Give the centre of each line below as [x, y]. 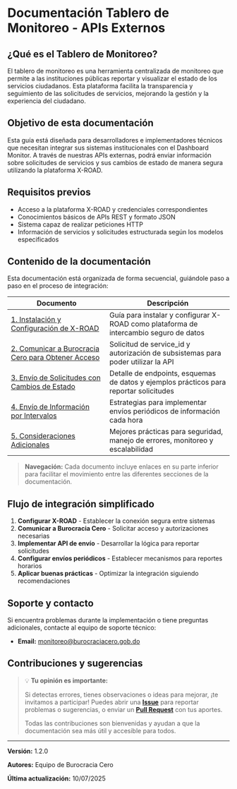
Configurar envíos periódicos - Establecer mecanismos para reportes [120, 558]
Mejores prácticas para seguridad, [166, 432]
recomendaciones [44, 581]
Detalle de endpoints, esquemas [163, 373]
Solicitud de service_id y [150, 344]
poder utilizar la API [141, 362]
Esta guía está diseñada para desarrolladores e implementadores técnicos [115, 140]
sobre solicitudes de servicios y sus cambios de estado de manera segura [115, 162]
